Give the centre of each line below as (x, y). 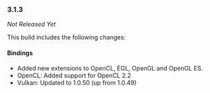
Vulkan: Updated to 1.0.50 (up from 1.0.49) (77, 82)
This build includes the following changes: (66, 37)
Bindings (20, 53)
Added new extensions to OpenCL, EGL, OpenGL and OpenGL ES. (110, 68)
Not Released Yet (31, 24)
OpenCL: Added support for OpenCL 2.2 (74, 75)
